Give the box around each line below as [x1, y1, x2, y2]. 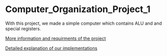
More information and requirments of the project [5, 35, 106, 41]
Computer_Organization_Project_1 [5, 4, 151, 15]
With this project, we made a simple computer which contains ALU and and [5, 20, 162, 26]
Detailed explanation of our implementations [5, 45, 98, 51]
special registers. [5, 25, 41, 31]
